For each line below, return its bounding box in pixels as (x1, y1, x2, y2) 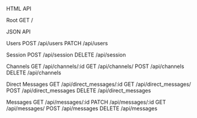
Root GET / (6, 17, 33, 23)
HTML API (6, 5, 32, 12)
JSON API (6, 28, 31, 35)
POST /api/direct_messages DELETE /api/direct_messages (6, 87, 151, 94)
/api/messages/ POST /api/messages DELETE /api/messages (6, 105, 158, 112)
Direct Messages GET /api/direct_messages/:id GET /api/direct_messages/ (6, 80, 191, 88)
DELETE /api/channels (6, 69, 61, 76)
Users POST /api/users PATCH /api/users (6, 40, 108, 46)
